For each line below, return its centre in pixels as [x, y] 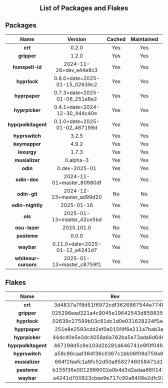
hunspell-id [27, 67]
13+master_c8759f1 [77, 264]
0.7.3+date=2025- [77, 93]
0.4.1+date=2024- [77, 107]
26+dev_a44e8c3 [77, 70]
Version [77, 39]
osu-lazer [27, 228]
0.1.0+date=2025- [77, 121]
